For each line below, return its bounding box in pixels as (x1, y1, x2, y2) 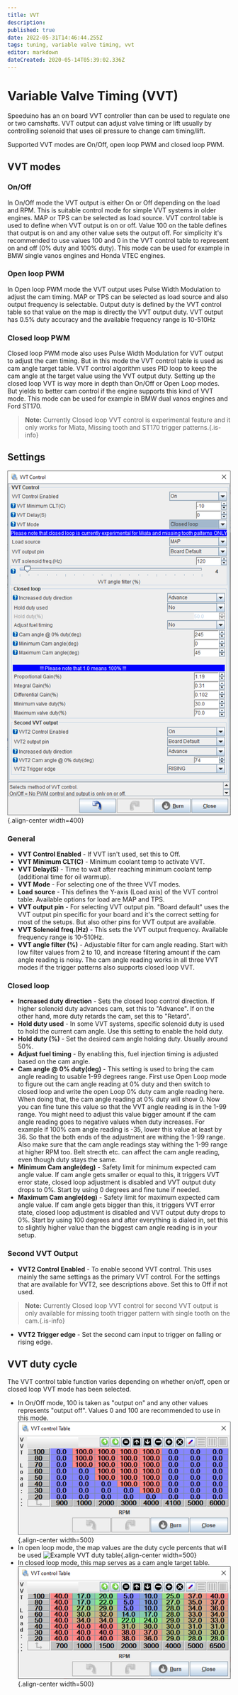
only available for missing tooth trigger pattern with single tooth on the (24, 1309, 230, 1317)
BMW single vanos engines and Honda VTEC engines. (7, 251, 166, 259)
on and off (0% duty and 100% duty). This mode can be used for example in (7, 244, 230, 252)
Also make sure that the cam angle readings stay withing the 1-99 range (17, 1140, 228, 1149)
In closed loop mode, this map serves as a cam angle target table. (17, 1559, 210, 1567)
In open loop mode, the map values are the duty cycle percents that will (17, 1544, 227, 1552)
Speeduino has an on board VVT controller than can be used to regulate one (7, 111, 230, 120)
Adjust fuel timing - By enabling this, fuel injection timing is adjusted (17, 1050, 219, 1058)
